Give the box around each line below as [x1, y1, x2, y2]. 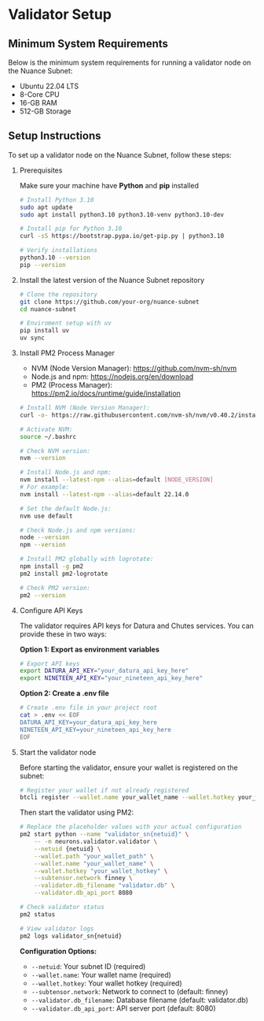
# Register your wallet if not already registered [19, 786, 189, 794]
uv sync [19, 334, 45, 342]
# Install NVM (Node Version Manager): [19, 404, 151, 412]
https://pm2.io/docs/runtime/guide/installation [31, 388, 181, 399]
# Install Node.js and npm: [19, 469, 112, 477]
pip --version [19, 261, 66, 269]
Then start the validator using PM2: [19, 808, 134, 817]
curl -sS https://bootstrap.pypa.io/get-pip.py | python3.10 [19, 232, 225, 240]
